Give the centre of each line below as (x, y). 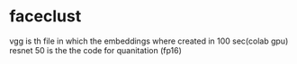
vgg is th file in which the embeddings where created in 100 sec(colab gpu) (149, 41)
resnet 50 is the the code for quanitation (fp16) (96, 50)
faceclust (45, 16)
